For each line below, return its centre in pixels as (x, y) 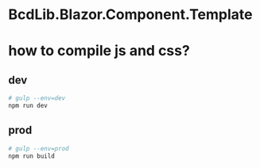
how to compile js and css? (99, 51)
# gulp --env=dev (37, 98)
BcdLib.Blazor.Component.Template (130, 15)
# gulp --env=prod (39, 148)
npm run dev (28, 106)
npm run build (32, 156)
